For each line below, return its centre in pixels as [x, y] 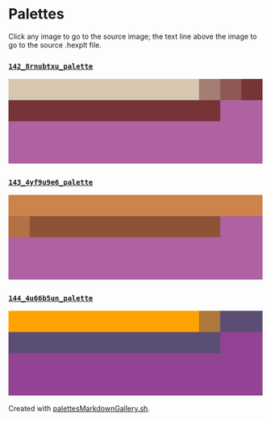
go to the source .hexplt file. [55, 44]
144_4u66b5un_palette [51, 298]
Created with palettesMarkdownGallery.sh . [79, 409]
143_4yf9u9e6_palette [51, 182]
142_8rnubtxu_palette [51, 66]
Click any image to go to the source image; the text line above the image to [133, 36]
